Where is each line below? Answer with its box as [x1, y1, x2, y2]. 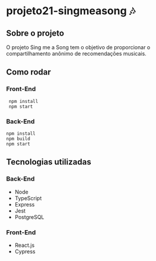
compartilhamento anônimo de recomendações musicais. [6, 50, 147, 57]
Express [14, 201, 35, 208]
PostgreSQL [14, 213, 44, 220]
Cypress [14, 247, 36, 255]
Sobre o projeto [6, 28, 64, 38]
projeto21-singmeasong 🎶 [6, 4, 136, 18]
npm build [6, 136, 31, 141]
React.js [14, 241, 35, 249]
